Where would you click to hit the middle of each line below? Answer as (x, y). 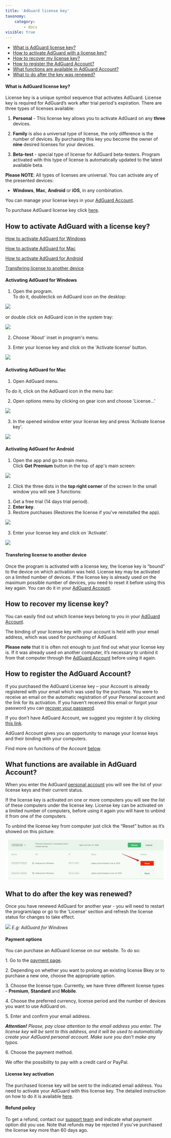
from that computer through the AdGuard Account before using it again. (81, 658)
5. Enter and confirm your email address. (48, 1016)
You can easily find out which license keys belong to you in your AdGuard (83, 616)
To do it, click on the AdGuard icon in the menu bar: (59, 391)
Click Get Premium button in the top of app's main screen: (74, 466)
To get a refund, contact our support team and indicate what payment (79, 1119)
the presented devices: (29, 181)
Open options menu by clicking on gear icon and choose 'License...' (84, 401)
